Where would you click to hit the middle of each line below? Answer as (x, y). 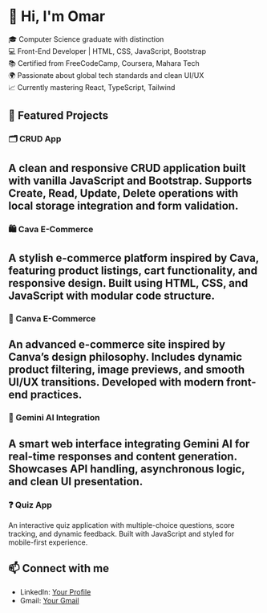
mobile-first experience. (48, 542)
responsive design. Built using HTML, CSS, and (128, 283)
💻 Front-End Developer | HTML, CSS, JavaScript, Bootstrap (107, 51)
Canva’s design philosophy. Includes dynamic (125, 357)
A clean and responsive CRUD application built (127, 168)
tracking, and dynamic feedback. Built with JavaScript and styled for (121, 533)
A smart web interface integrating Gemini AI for (129, 444)
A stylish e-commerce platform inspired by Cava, (133, 257)
